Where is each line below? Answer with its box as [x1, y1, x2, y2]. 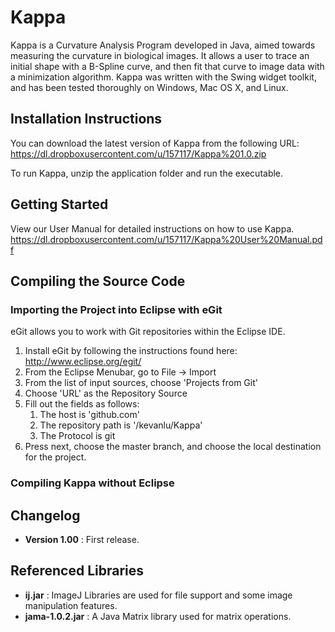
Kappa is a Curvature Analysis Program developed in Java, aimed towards [10, 39, 316, 51]
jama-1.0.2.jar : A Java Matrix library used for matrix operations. [24, 610, 292, 622]
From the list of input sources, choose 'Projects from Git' [24, 377, 258, 389]
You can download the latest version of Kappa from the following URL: [10, 137, 300, 149]
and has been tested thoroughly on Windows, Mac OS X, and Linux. [10, 81, 289, 93]
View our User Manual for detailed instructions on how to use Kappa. [10, 222, 295, 235]
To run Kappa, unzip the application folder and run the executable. [10, 167, 284, 179]
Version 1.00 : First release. [24, 533, 140, 545]
